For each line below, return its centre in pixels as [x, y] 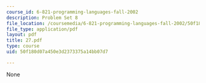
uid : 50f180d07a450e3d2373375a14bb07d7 [57, 52]
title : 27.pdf [25, 40]
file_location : [26, 23]
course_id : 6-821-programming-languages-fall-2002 [72, 12]
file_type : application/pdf [42, 29]
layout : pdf [21, 35]
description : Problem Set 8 [42, 18]
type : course [23, 46]
